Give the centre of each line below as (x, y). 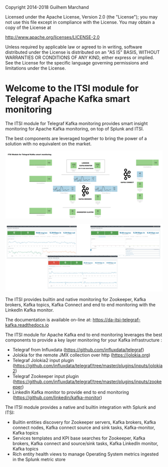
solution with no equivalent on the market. (48, 143)
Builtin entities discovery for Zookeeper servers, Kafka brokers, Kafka (84, 422)
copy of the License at (28, 27)
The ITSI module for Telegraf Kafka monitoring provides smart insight (76, 123)
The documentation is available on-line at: (48, 320)
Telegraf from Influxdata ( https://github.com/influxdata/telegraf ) (78, 350)
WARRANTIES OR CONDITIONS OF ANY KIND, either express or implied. (79, 57)
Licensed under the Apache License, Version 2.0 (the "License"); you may (81, 17)
